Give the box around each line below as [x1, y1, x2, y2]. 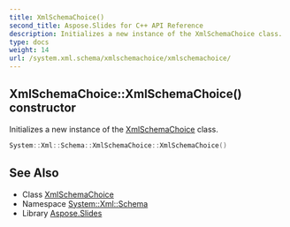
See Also [9, 165, 59, 181]
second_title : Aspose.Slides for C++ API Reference [9, 21, 203, 30]
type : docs [9, 37, 50, 47]
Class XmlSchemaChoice [21, 189, 115, 200]
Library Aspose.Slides [21, 208, 103, 218]
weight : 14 [9, 46, 50, 55]
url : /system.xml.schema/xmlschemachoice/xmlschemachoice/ [9, 54, 232, 63]
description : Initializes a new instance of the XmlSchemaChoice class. [9, 29, 283, 38]
